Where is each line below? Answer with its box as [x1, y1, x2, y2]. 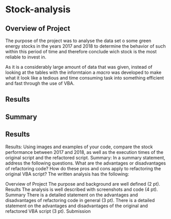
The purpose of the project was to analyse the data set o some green [5, 37, 152, 44]
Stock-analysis [5, 4, 71, 15]
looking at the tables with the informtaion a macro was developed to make [5, 69, 162, 75]
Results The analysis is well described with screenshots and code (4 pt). [5, 186, 158, 192]
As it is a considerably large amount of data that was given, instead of [5, 64, 153, 70]
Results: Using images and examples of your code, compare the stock [5, 144, 153, 150]
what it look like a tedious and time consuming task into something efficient [5, 75, 164, 81]
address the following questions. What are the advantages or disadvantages [5, 160, 166, 166]
